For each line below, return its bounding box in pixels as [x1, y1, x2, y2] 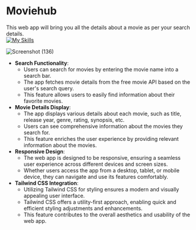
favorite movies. [23, 97, 63, 105]
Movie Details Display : [14, 103, 71, 111]
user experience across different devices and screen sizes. [23, 160, 168, 168]
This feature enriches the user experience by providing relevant [23, 135, 179, 142]
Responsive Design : [14, 147, 65, 155]
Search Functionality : [14, 59, 69, 67]
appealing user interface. [23, 192, 85, 199]
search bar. [23, 72, 52, 79]
